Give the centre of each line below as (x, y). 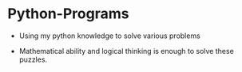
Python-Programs (68, 14)
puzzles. (33, 59)
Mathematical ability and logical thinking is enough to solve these (127, 51)
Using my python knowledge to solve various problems (109, 36)
